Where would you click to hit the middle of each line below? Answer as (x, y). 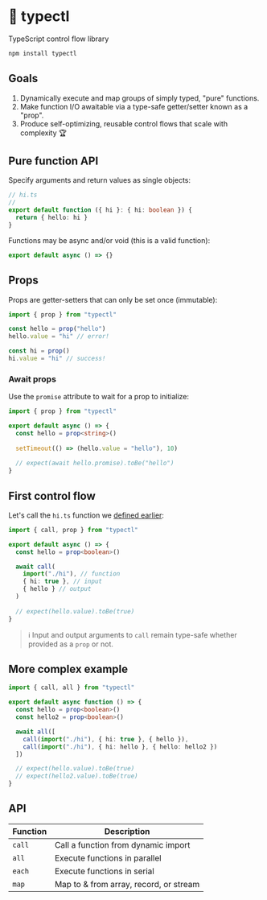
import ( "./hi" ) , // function (72, 574)
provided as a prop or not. (71, 644)
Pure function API (53, 161)
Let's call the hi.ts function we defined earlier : (86, 515)
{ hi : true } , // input (63, 582)
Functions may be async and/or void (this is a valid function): (109, 240)
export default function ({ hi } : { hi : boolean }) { (101, 210)
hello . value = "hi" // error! (59, 336)
